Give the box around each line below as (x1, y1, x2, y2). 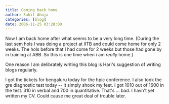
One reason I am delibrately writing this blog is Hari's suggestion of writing (5, 61, 161, 67)
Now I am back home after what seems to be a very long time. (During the (5, 36, 159, 42)
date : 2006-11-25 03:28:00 (5, 21, 62, 27)
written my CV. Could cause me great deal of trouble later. (5, 93, 126, 99)
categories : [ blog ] (5, 17, 47, 22)
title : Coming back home (5, 7, 58, 13)
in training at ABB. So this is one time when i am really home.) (5, 52, 134, 58)
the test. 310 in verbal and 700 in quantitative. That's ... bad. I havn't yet (5, 87, 155, 94)
